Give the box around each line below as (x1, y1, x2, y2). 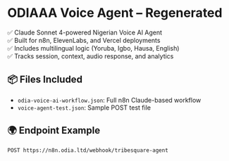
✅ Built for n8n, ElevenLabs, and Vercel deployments (7, 36, 161, 44)
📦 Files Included (7, 74, 83, 86)
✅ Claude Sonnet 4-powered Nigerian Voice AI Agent (7, 28, 163, 37)
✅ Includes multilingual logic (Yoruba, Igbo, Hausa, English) (7, 44, 180, 52)
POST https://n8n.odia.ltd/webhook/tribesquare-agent (7, 146, 169, 154)
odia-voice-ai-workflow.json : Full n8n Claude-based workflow (17, 96, 202, 104)
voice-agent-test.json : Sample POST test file (17, 103, 151, 112)
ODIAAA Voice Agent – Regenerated (7, 5, 223, 21)
